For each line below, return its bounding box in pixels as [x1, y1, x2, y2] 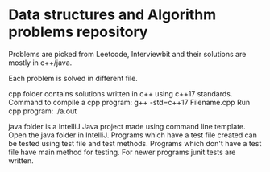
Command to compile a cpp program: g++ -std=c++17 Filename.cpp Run [8, 97, 251, 107]
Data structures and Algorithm [8, 6, 217, 24]
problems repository [8, 23, 148, 41]
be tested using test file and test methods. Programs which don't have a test [8, 138, 262, 148]
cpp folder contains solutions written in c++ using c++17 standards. [8, 88, 233, 98]
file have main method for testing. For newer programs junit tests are [8, 147, 236, 157]
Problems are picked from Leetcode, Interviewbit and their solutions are [8, 49, 247, 59]
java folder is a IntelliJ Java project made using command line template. [8, 121, 246, 131]
